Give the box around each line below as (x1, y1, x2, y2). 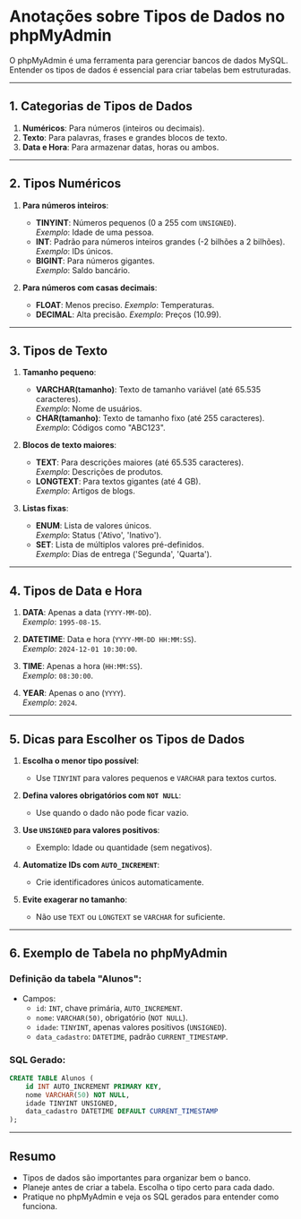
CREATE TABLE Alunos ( (9, 1073, 94, 1083)
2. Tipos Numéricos (9, 176, 122, 192)
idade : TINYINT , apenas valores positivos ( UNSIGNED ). (35, 1021, 228, 1032)
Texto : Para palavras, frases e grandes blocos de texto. (21, 132, 228, 142)
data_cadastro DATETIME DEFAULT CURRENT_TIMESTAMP (25, 1107, 219, 1116)
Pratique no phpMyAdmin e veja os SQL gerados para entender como (21, 1191, 279, 1202)
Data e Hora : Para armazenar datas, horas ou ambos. (21, 142, 219, 152)
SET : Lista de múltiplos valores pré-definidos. (35, 539, 204, 550)
